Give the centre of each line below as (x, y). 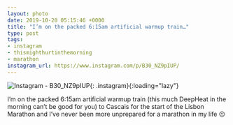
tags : (15, 40)
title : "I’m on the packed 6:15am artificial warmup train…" (98, 27)
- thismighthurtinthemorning (50, 53)
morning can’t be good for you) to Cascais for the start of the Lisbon (106, 106)
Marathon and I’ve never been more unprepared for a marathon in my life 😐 (116, 114)
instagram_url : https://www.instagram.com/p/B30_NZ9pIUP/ (93, 66)
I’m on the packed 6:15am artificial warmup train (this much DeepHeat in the (117, 99)
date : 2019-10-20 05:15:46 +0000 (56, 20)
